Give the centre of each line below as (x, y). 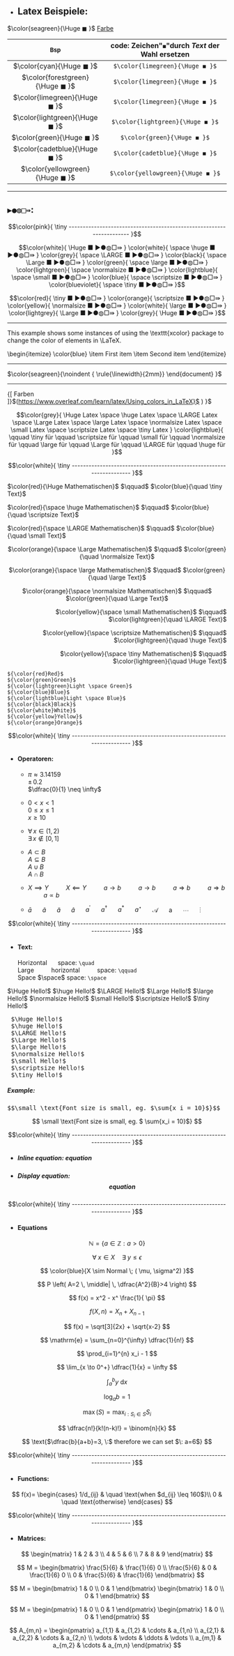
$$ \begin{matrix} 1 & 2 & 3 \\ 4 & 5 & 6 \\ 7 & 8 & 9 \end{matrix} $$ (117, 1554)
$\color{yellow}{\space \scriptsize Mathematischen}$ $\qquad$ (135, 632)
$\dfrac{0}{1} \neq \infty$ (65, 789)
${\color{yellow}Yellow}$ (45, 716)
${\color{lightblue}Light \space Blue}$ (67, 698)
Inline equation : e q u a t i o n (55, 1158)
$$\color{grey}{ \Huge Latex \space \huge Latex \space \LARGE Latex (117, 415)
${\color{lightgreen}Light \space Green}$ (70, 686)
